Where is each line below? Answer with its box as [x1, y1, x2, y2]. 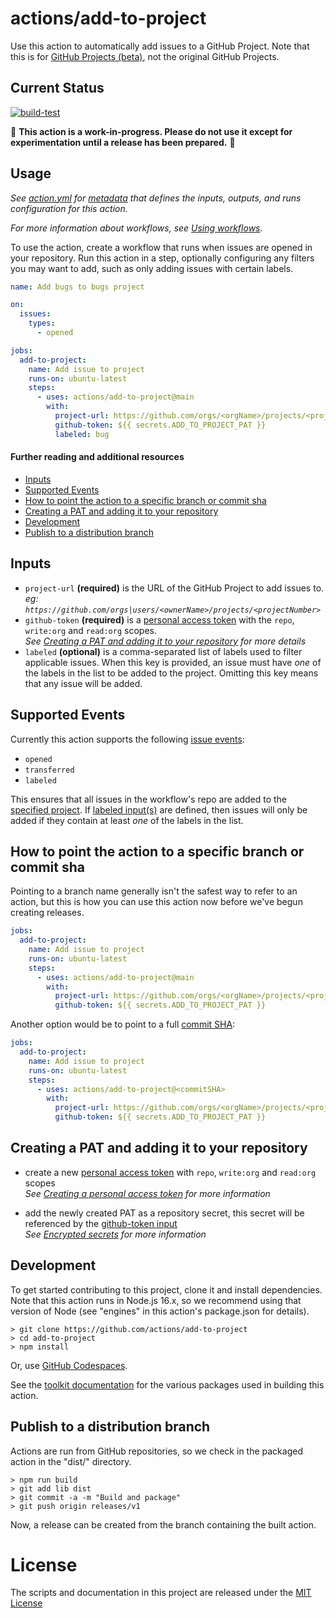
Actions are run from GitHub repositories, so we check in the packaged [10, 1445, 303, 1457]
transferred [24, 765, 75, 775]
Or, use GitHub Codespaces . [10, 1359, 128, 1371]
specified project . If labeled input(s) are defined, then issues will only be [10, 803, 308, 816]
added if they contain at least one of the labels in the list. [10, 814, 244, 826]
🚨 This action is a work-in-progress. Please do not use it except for [10, 125, 293, 137]
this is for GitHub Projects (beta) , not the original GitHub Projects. [10, 50, 280, 62]
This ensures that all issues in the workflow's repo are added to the [10, 793, 288, 805]
